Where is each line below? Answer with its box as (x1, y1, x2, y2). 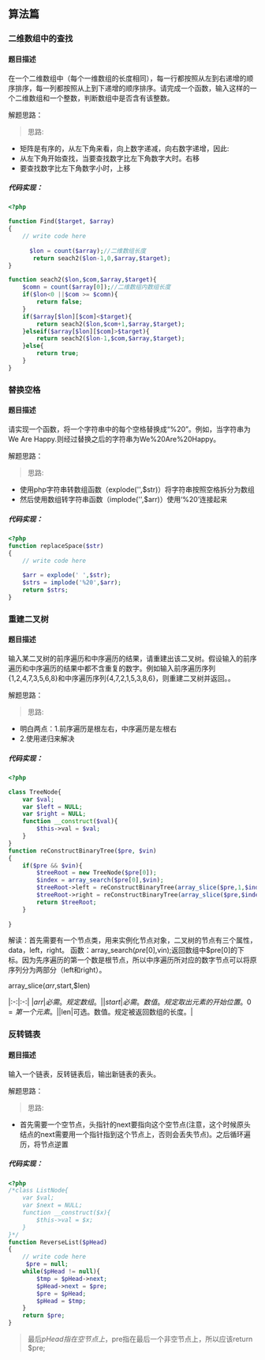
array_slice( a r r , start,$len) (8, 981, 91, 991)
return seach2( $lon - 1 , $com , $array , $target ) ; (36, 334, 185, 342)
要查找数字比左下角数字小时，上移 (19, 163, 131, 172)
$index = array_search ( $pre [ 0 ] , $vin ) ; (36, 876, 164, 884)
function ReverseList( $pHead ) (8, 1238, 108, 1246)
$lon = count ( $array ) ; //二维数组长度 (28, 247, 147, 255)
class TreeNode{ (8, 788, 62, 796)
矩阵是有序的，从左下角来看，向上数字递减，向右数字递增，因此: (19, 143, 230, 153)
